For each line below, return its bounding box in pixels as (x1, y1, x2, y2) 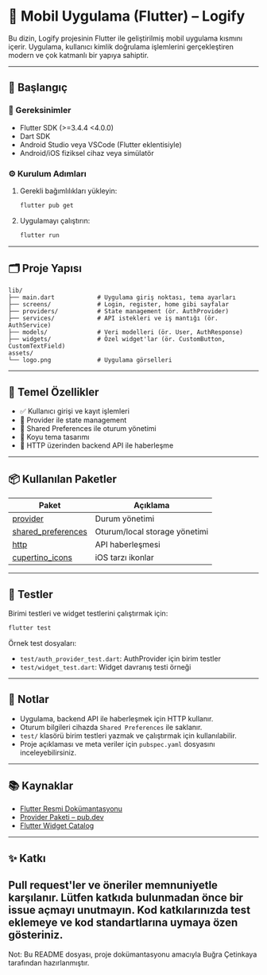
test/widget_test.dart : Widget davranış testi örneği (19, 662, 192, 671)
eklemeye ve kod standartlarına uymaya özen (8, 916, 238, 930)
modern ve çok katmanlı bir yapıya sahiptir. (8, 50, 149, 60)
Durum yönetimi (95, 513, 155, 524)
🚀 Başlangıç (8, 81, 68, 95)
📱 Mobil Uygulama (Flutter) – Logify (8, 7, 246, 25)
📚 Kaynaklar (8, 779, 74, 792)
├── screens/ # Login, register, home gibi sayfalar (8, 301, 229, 309)
